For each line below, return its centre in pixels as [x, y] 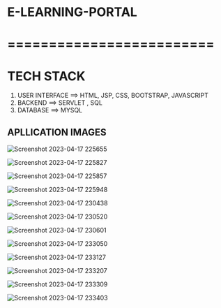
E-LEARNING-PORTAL [72, 12]
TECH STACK [46, 76]
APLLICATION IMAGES [57, 132]
